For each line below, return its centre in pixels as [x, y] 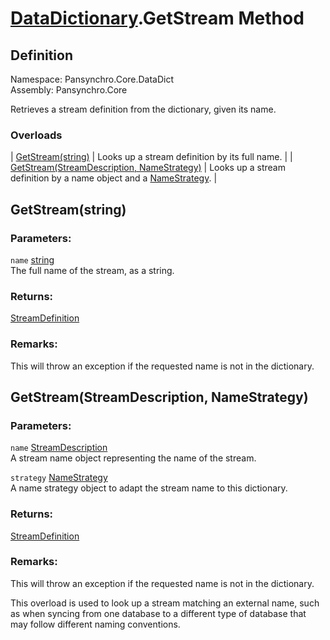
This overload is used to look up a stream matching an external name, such [165, 603]
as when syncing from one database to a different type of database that [158, 613]
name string [32, 259]
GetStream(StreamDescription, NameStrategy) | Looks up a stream [148, 168]
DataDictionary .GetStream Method [157, 18]
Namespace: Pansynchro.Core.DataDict [92, 79]
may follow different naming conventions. [95, 624]
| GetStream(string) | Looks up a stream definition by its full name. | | [151, 157]
